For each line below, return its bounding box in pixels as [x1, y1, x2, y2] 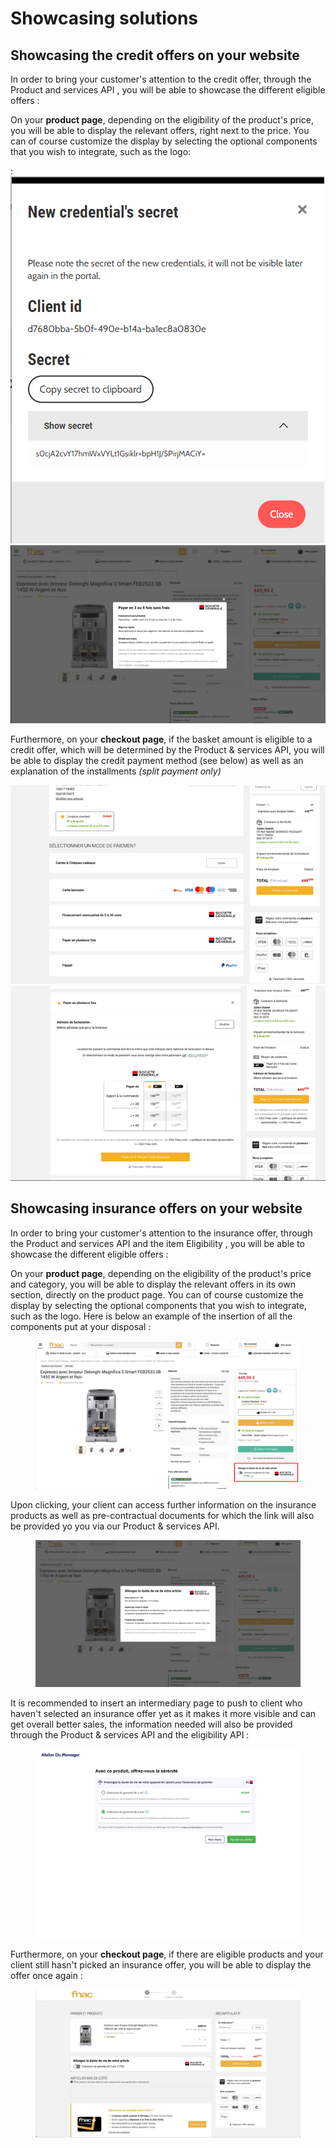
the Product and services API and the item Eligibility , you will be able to [10, 1237, 305, 1249]
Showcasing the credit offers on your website [10, 47, 300, 64]
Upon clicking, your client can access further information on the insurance [10, 1498, 317, 1511]
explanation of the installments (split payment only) [10, 765, 222, 777]
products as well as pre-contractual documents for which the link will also [10, 1509, 315, 1521]
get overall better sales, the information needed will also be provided [10, 1718, 293, 1731]
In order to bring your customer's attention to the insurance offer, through [10, 1227, 313, 1239]
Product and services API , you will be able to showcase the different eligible [10, 84, 326, 96]
